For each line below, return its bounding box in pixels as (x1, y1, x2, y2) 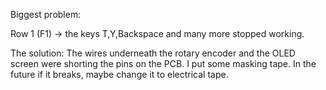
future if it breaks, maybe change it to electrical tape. (10, 69, 229, 80)
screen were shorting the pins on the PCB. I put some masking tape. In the (10, 58, 317, 69)
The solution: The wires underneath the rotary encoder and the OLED (10, 47, 296, 59)
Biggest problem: (10, 9, 82, 20)
